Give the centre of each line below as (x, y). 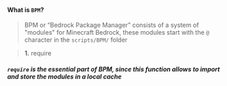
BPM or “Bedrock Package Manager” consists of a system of (112, 25)
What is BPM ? (26, 10)
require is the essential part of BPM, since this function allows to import (114, 69)
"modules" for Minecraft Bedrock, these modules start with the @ (117, 33)
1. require (38, 53)
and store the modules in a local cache (64, 76)
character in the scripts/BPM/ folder (76, 40)
